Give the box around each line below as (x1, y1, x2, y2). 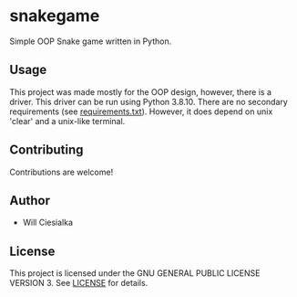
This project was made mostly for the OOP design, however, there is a (9, 86, 271, 97)
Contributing (9, 143, 84, 158)
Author (9, 193, 50, 208)
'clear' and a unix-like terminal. (9, 115, 126, 126)
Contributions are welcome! (9, 166, 114, 177)
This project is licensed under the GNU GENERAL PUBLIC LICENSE (9, 268, 261, 279)
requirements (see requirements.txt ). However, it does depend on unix (9, 106, 273, 117)
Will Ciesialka (22, 217, 74, 228)
